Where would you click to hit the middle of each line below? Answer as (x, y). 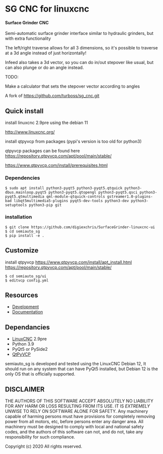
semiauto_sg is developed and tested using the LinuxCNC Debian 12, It (76, 364)
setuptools (16, 205)
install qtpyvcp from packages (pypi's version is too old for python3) (73, 141)
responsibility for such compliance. (40, 437)
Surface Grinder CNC (27, 22)
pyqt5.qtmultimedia (25, 196)
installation (19, 217)
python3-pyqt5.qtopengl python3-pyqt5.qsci (93, 192)
